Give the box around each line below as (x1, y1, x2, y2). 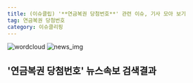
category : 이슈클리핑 (7, 23, 63, 30)
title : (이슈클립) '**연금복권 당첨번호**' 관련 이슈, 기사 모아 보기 (7, 10, 187, 18)
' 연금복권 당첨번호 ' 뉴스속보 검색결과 (7, 65, 157, 77)
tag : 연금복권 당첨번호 (7, 17, 66, 24)
